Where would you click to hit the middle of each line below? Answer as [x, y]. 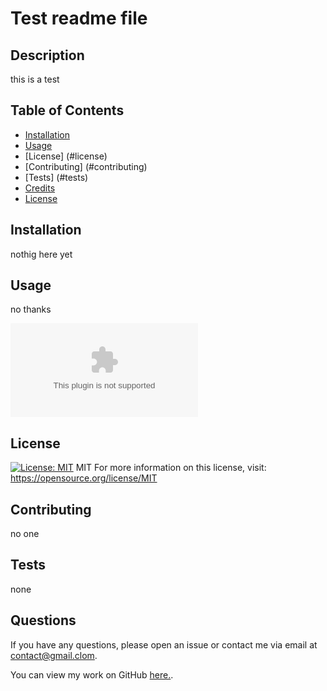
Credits [40, 188]
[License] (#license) [66, 156]
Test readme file [79, 18]
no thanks [31, 309]
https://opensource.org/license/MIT [84, 478]
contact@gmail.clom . [54, 655]
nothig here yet [41, 254]
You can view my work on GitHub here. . [92, 674]
